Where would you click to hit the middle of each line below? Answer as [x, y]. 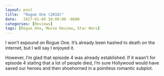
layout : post [19, 10]
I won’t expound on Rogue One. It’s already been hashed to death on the [80, 42]
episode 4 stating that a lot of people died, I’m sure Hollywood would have [82, 63]
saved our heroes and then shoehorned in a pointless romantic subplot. [79, 68]
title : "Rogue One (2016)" [35, 14]
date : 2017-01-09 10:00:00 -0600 [43, 19]
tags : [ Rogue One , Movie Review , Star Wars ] [53, 28]
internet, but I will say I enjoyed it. [40, 48]
